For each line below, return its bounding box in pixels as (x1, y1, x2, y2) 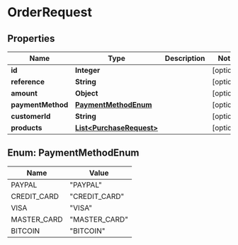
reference (11, 77, 45, 86)
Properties (7, 33, 55, 45)
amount (11, 89, 38, 98)
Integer (75, 65, 101, 75)
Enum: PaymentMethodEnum (7, 147, 140, 159)
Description (164, 54, 205, 63)
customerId (11, 111, 51, 121)
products (11, 123, 42, 132)
